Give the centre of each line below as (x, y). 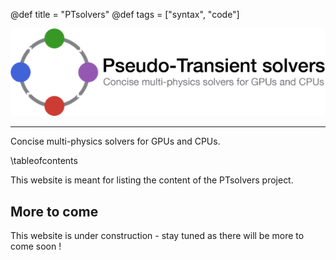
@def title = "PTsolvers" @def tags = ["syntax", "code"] (125, 14)
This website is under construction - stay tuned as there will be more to (157, 236)
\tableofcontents (44, 161)
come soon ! (36, 246)
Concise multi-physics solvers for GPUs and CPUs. (115, 141)
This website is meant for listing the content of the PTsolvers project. (152, 180)
